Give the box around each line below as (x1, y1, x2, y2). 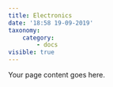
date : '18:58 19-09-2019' (8, 19, 93, 27)
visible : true (8, 48, 55, 56)
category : (22, 33, 55, 42)
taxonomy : (8, 26, 41, 34)
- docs (36, 41, 58, 49)
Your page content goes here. (8, 70, 105, 79)
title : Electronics (8, 11, 73, 20)
